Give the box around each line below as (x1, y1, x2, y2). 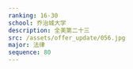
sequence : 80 (8, 48, 51, 56)
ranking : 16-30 (8, 11, 59, 20)
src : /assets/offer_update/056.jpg (8, 33, 126, 42)
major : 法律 (8, 41, 45, 49)
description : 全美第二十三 (8, 26, 90, 34)
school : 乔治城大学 (8, 19, 66, 27)
